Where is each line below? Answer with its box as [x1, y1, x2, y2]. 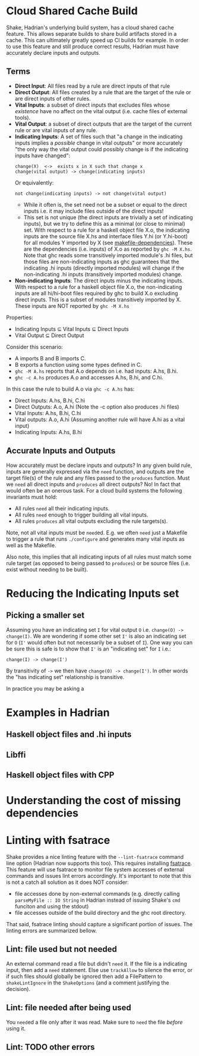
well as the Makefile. [6, 541, 56, 549]
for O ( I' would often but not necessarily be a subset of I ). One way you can [6, 638, 193, 646]
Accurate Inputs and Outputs [6, 446, 116, 456]
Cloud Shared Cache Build [6, 4, 138, 18]
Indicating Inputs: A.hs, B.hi [14, 428, 82, 435]
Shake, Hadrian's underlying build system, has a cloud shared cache [6, 24, 174, 31]
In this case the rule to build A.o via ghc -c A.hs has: [6, 385, 135, 393]
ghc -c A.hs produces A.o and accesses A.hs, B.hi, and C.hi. [14, 373, 163, 381]
